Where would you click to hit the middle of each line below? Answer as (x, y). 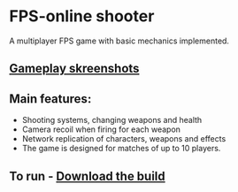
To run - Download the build (87, 176)
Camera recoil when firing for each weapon (101, 129)
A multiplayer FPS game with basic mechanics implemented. (119, 41)
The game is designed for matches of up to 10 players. (121, 149)
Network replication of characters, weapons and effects (124, 139)
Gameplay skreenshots (74, 69)
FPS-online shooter (82, 16)
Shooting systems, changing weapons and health (112, 120)
